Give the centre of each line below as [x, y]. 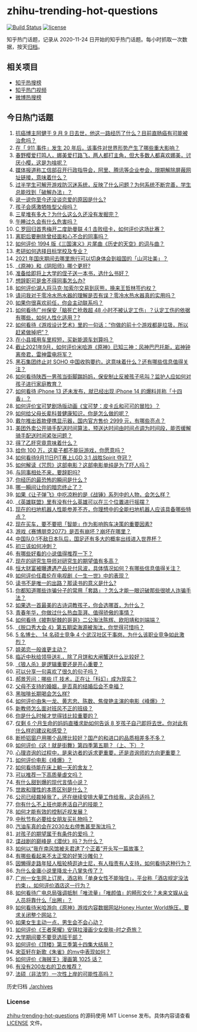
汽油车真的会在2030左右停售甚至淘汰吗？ [66, 826]
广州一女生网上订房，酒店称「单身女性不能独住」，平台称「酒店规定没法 [102, 878]
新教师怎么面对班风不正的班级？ [54, 708]
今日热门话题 [30, 118]
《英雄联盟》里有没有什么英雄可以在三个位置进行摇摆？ [82, 502]
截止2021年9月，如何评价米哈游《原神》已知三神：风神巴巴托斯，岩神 [100, 347]
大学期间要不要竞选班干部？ [49, 937]
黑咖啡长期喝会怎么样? [42, 693]
